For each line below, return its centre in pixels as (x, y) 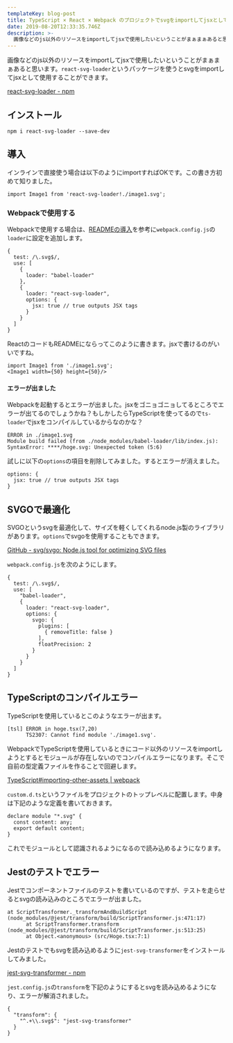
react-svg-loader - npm (41, 92)
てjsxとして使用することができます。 (60, 78)
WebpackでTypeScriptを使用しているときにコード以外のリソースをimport (112, 749)
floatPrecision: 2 (64, 644)
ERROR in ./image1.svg (40, 435)
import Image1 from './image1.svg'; (60, 366)
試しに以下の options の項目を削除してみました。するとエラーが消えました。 (115, 461)
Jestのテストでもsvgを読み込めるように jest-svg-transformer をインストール (116, 950)
